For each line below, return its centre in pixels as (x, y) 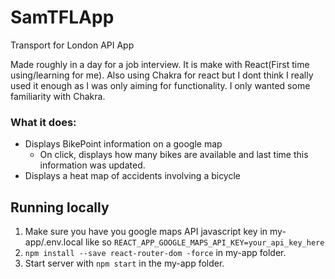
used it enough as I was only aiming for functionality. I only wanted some (160, 85)
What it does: (43, 122)
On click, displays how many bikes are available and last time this (174, 155)
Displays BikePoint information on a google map (123, 144)
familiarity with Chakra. (58, 96)
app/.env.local (54, 242)
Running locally (60, 207)
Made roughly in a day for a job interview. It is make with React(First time (160, 64)
